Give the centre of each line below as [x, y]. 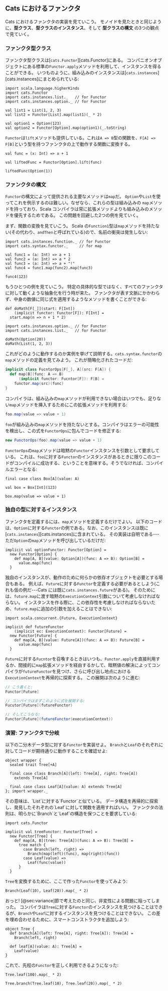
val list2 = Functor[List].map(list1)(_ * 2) [53, 115]
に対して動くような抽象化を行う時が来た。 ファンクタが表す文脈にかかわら [82, 293]
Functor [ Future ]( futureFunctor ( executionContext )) [59, 719]
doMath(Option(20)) [26, 339]
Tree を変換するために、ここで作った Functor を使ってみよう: [66, 881]
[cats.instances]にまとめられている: [42, 79]
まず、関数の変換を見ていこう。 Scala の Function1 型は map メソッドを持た [80, 226]
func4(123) [17, 277]
